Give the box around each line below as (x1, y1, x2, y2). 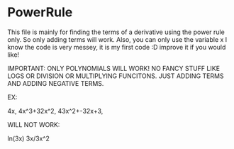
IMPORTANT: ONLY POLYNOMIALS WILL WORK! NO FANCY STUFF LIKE (7, 64, 221, 72)
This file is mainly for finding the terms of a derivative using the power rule (7, 28, 225, 36)
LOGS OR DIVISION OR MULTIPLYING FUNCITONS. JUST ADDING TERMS (7, 72, 225, 80)
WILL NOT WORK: (7, 120, 60, 128)
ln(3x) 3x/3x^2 (7, 134, 50, 143)
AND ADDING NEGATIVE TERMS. (7, 79, 104, 87)
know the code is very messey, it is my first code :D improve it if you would (7, 43, 226, 51)
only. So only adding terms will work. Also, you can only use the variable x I (7, 35, 228, 43)
